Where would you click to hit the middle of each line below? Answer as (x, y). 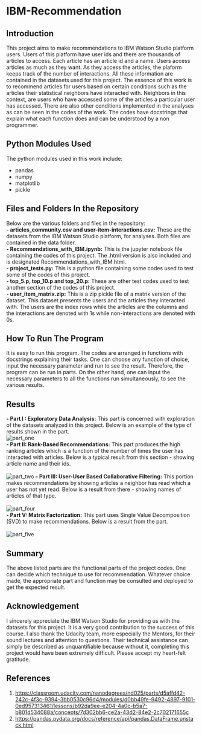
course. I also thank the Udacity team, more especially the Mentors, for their (101, 634)
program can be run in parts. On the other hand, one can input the (88, 372)
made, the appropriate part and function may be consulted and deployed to (100, 581)
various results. (25, 385)
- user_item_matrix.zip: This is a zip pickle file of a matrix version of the (96, 294)
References (28, 678)
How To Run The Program (55, 339)
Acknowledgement (43, 606)
